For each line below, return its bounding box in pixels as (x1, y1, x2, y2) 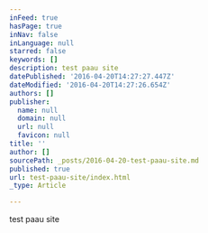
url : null (17, 123, 54, 132)
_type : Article (9, 182, 67, 191)
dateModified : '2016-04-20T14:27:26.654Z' (9, 80, 171, 89)
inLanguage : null (9, 38, 75, 48)
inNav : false (9, 30, 59, 39)
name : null (17, 106, 59, 115)
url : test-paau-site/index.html (9, 172, 131, 182)
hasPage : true (9, 22, 63, 31)
